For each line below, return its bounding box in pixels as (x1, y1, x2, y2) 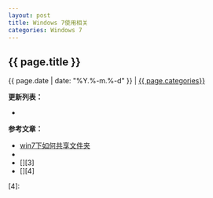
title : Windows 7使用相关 (8, 19, 89, 27)
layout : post (8, 11, 51, 20)
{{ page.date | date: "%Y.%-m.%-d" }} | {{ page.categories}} (8, 76, 206, 86)
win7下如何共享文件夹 (19, 141, 90, 150)
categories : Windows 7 (8, 26, 83, 34)
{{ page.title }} (8, 55, 81, 68)
